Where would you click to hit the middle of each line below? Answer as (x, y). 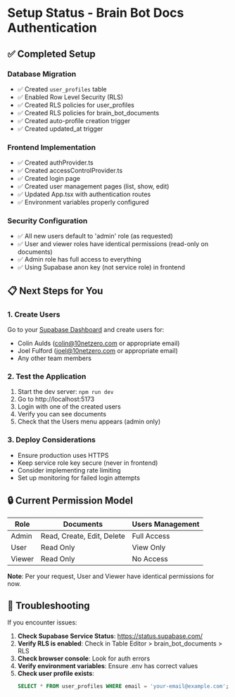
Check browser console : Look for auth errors (84, 658)
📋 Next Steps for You (55, 291)
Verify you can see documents (62, 414)
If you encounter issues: (42, 622)
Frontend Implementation (52, 147)
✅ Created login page (49, 179)
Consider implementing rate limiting (69, 470)
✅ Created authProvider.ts (55, 162)
